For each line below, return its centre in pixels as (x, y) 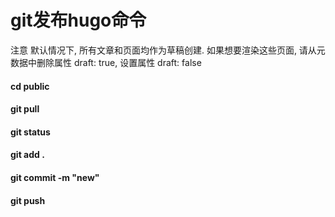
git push (28, 200)
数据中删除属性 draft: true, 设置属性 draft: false (106, 62)
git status (30, 132)
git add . (27, 155)
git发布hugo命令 (78, 20)
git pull (25, 109)
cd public (30, 86)
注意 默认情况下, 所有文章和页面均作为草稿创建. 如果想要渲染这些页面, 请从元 (168, 50)
